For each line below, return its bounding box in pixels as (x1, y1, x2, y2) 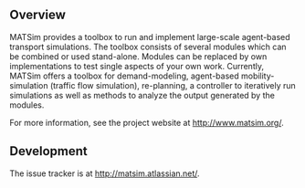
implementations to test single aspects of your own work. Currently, (9, 60, 265, 71)
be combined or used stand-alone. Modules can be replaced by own (9, 50, 268, 62)
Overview (9, 7, 67, 23)
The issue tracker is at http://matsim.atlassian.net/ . (9, 168, 200, 179)
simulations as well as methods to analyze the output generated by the (9, 89, 276, 100)
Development (9, 143, 89, 159)
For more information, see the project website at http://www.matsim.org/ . (9, 117, 285, 128)
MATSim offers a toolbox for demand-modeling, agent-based (9, 70, 239, 81)
